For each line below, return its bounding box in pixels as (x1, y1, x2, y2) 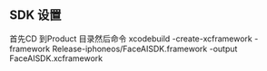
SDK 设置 (9, 7, 62, 23)
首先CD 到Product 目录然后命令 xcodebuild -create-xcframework (9, 33, 252, 44)
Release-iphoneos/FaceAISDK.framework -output (52, 43, 238, 54)
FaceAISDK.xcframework (9, 52, 104, 64)
